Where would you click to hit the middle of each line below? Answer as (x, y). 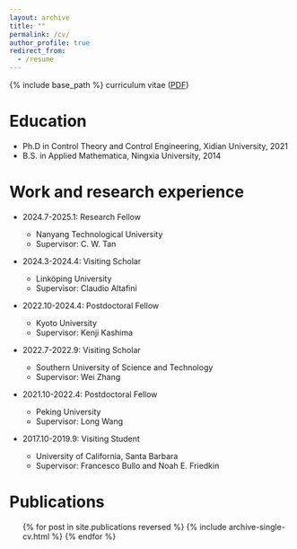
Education (48, 121)
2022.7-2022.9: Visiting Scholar (81, 350)
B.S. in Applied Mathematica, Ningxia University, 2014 (122, 155)
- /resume (35, 59)
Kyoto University (66, 323)
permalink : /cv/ (39, 34)
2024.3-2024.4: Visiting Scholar (82, 261)
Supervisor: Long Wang (79, 421)
